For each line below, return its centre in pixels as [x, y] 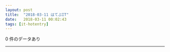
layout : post [19, 10]
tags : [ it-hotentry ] [27, 24]
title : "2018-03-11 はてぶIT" [37, 15]
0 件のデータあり [23, 39]
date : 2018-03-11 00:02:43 [36, 19]
